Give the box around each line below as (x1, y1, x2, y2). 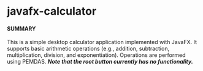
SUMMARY (7, 24, 36, 32)
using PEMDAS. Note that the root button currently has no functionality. (7, 58, 194, 65)
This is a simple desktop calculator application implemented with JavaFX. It (7, 39, 197, 46)
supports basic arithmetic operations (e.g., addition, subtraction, (7, 45, 170, 53)
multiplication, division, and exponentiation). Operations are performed (7, 51, 186, 59)
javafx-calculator (7, 4, 97, 18)
